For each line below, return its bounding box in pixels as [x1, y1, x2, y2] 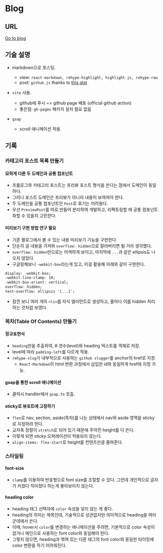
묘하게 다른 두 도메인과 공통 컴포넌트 [5, 170, 73, 176]
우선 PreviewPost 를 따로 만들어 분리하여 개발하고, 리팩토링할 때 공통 [12, 207, 142, 213]
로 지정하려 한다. [12, 421, 44, 427]
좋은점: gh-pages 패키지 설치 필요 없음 [19, 106, 91, 112]
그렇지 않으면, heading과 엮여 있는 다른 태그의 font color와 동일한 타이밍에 [12, 536, 154, 542]
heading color [5, 494, 34, 500]
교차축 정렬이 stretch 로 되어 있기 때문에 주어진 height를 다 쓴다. [12, 427, 135, 433]
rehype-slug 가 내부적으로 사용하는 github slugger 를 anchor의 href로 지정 [12, 355, 155, 361]
